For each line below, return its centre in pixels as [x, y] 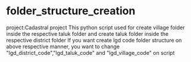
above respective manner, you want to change [63, 46]
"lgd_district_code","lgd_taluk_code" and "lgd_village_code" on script [90, 52]
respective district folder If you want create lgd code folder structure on [94, 40]
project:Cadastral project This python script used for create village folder [95, 27]
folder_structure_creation [71, 11]
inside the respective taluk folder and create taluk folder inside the [87, 33]
